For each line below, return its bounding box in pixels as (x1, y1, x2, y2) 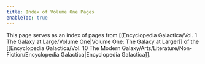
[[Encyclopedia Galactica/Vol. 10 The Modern (6, 44, 121, 52)
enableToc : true (6, 15, 48, 21)
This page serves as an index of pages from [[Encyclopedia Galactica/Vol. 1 (6, 31, 198, 38)
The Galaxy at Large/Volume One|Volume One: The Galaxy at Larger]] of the (6, 38, 199, 45)
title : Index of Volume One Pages (6, 9, 95, 15)
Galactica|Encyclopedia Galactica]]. (60, 51, 151, 58)
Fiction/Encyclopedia (6, 51, 60, 58)
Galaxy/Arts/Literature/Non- (122, 44, 192, 52)
